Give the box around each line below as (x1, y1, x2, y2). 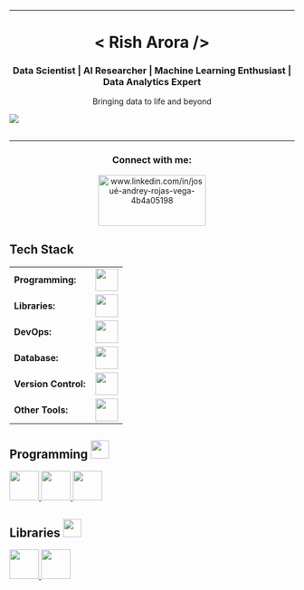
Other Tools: (14, 404, 69, 416)
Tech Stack (9, 242, 74, 258)
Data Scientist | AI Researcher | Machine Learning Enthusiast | (12, 64, 292, 77)
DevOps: (14, 325, 52, 338)
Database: (14, 351, 59, 364)
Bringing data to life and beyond (91, 96, 213, 107)
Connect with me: (111, 154, 193, 167)
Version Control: (14, 377, 86, 390)
